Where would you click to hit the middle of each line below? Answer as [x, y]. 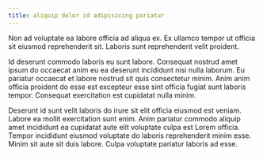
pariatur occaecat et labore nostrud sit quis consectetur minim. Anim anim [129, 78]
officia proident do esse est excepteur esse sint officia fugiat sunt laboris [127, 87]
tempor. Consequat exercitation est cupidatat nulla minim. [102, 95]
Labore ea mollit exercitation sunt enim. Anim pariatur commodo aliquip [125, 118]
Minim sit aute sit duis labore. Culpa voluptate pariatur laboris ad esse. [123, 143]
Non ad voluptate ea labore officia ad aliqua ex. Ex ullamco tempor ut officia [132, 38]
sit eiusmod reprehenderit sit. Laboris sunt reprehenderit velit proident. [124, 46]
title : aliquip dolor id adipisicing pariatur [86, 15]
